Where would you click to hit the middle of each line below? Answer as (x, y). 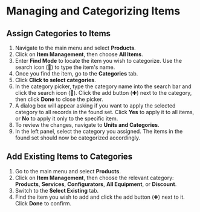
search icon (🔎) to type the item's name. (65, 67)
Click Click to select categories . (55, 80)
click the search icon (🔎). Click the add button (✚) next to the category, (103, 93)
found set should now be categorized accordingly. (78, 138)
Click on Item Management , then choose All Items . (79, 54)
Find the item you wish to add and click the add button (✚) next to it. (100, 197)
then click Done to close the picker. (59, 99)
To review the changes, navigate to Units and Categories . (87, 125)
